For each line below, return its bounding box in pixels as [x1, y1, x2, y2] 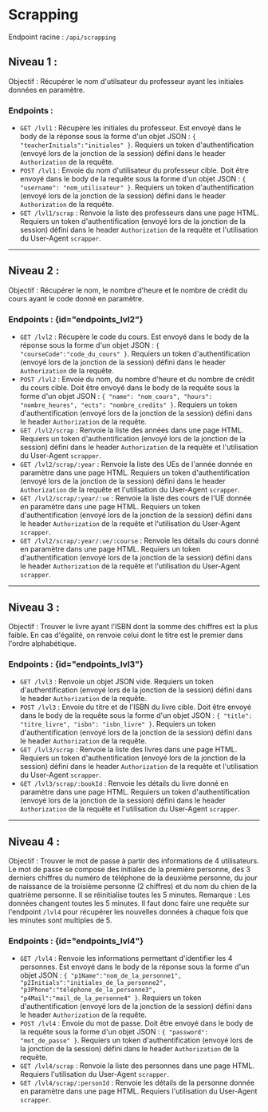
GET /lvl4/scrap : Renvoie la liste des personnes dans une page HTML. [19, 1061, 255, 1070]
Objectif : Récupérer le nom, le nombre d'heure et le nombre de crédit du [8, 285, 248, 295]
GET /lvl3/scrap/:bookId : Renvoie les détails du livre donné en [19, 779, 229, 788]
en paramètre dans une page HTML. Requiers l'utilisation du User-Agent [19, 1086, 258, 1096]
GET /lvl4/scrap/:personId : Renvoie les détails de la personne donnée [19, 1078, 255, 1088]
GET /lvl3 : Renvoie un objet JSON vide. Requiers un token [19, 677, 214, 687]
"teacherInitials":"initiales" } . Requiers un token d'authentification [19, 140, 254, 149]
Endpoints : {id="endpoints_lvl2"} [8, 313, 144, 325]
